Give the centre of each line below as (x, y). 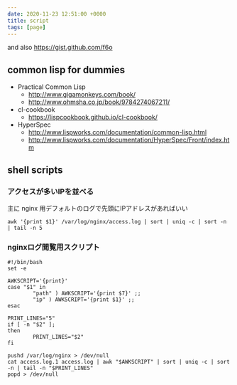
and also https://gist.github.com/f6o (60, 48)
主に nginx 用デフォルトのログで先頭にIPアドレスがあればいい (98, 208)
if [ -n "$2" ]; (31, 325)
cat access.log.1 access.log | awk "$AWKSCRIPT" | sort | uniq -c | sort (119, 362)
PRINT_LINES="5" (31, 318)
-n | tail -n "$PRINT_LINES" (50, 368)
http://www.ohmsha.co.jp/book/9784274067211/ (99, 102)
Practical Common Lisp (52, 87)
